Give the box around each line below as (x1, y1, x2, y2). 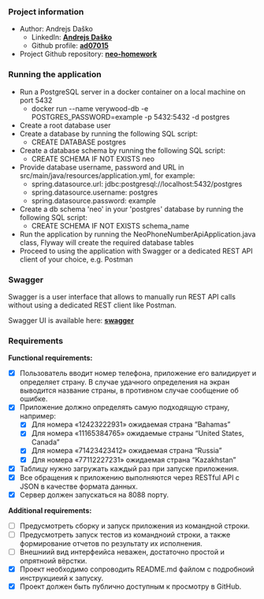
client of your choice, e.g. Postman (19, 255, 134, 264)
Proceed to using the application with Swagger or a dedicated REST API (19, 246, 254, 255)
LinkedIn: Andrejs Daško (31, 32, 113, 42)
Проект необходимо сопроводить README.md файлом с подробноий (19, 564, 255, 574)
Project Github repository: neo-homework (19, 50, 158, 59)
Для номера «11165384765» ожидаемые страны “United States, (31, 429, 244, 438)
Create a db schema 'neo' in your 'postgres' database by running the (19, 204, 244, 214)
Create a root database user (19, 121, 112, 130)
